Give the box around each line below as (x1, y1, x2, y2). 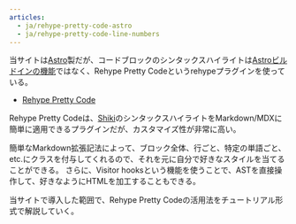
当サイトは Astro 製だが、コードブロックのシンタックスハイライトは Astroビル (9, 55, 288, 66)
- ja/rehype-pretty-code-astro (17, 21, 133, 30)
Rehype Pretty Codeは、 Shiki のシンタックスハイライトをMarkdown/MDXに (9, 112, 283, 124)
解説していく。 (24, 205, 80, 217)
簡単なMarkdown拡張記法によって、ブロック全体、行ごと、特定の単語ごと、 (9, 143, 286, 153)
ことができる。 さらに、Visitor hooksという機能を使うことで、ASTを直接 (9, 165, 275, 175)
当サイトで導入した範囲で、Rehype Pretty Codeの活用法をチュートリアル (9, 195, 276, 205)
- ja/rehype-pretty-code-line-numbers (17, 29, 161, 38)
